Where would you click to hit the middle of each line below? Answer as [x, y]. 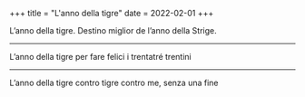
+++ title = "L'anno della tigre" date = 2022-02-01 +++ [112, 13]
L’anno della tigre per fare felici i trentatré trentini [101, 57]
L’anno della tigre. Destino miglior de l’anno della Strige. [113, 30]
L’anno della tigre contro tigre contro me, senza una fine [114, 82]
